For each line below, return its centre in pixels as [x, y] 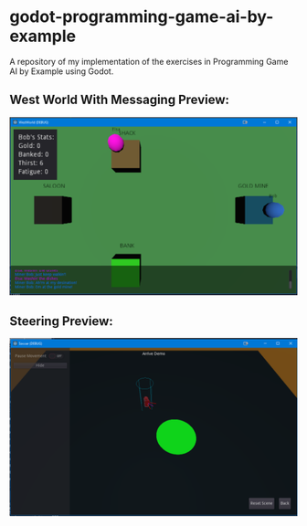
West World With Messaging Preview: [120, 100]
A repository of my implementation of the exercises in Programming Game [149, 61]
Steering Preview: [62, 321]
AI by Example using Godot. [62, 71]
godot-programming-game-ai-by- [142, 17]
